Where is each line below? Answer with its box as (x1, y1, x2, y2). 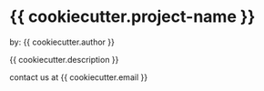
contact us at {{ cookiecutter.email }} (9, 71, 148, 83)
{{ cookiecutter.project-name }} (9, 6, 256, 27)
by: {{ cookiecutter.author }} (9, 36, 116, 47)
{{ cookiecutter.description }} (9, 54, 119, 65)
